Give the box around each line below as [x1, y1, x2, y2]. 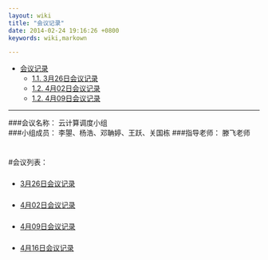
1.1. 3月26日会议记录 [31, 73, 98, 84]
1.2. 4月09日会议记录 [31, 93, 101, 104]
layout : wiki [8, 11, 52, 20]
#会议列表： [8, 157, 48, 167]
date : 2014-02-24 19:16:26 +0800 [8, 26, 120, 34]
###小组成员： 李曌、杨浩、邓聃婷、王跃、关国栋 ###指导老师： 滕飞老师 [8, 128, 251, 138]
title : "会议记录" [8, 19, 65, 27]
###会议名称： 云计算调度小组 [8, 118, 108, 128]
